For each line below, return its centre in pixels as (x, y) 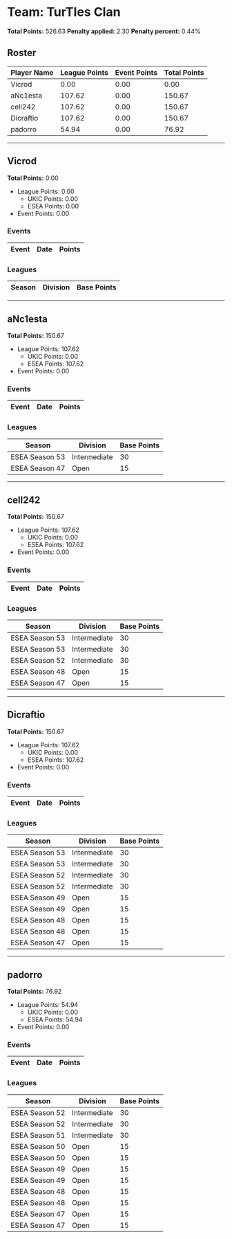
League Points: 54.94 (48, 1005)
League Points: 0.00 (46, 191)
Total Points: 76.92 (35, 992)
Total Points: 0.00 (33, 178)
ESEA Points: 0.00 (53, 206)
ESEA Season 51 (38, 1135)
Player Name (32, 72)
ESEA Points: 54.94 (55, 1019)
